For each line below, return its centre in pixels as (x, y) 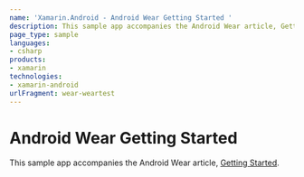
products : (28, 60)
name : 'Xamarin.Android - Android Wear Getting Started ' (121, 18)
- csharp (26, 51)
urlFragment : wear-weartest (62, 93)
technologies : (36, 77)
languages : (30, 43)
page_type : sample (44, 34)
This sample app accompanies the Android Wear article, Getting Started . (145, 163)
